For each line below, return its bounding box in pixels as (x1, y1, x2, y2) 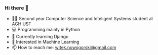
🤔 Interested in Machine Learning (11, 39, 79, 45)
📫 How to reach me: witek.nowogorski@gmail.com (11, 45, 117, 51)
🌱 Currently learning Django (11, 34, 69, 40)
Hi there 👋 (4, 4, 29, 11)
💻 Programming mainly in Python (11, 27, 80, 33)
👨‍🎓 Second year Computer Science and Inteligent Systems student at (11, 16, 154, 22)
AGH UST (11, 21, 32, 27)
